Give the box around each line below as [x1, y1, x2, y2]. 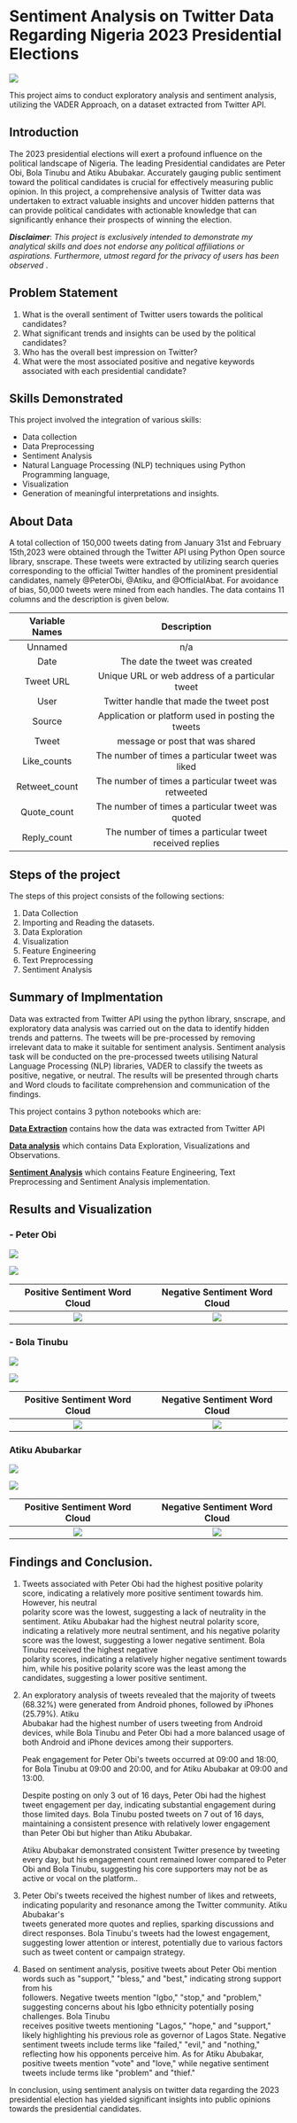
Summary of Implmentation [9, 990, 164, 1005]
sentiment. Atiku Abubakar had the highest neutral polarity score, [21, 1615, 260, 1627]
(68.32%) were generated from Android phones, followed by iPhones [21, 1699, 274, 1709]
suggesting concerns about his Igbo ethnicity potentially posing [21, 2001, 255, 2012]
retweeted [164, 786, 208, 798]
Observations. [9, 1149, 61, 1160]
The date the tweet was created [120, 656, 253, 668]
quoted [171, 812, 202, 824]
